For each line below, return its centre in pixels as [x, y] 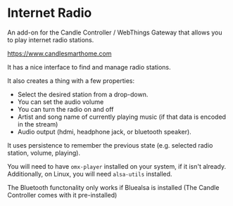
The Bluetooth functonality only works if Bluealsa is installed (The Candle [113, 187]
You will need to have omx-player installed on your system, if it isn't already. [117, 166]
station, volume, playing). [44, 153]
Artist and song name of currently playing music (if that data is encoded [122, 117]
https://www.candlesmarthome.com [59, 53]
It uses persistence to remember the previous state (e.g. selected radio [110, 145]
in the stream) [38, 124]
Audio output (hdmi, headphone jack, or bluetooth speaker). [104, 131]
